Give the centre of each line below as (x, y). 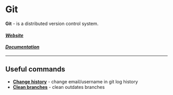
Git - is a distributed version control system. (52, 23)
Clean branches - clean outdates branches (59, 87)
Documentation (22, 47)
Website (14, 35)
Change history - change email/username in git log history (75, 81)
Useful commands (35, 69)
